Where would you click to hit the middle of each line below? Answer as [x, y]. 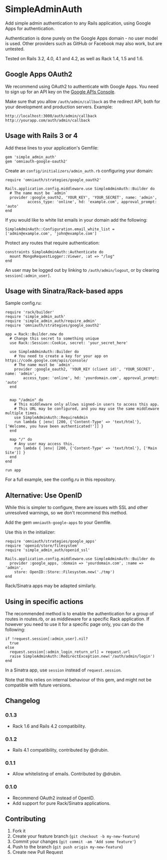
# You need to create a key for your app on [61, 356]
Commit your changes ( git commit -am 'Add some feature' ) [74, 841]
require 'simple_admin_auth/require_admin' [51, 321]
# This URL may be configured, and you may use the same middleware [87, 409]
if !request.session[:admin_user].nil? [47, 639]
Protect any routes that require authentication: [52, 243]
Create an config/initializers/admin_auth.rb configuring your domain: [79, 170]
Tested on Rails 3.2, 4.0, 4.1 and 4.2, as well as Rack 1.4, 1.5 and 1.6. [74, 58]
